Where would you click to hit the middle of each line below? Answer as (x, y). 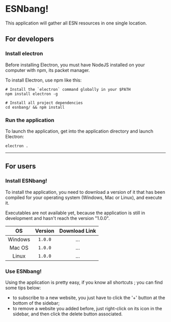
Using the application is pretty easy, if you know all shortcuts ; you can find (84, 282)
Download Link (78, 231)
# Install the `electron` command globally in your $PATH (68, 89)
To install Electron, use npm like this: (44, 80)
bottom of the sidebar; (36, 303)
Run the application (30, 120)
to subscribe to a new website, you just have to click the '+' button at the (89, 298)
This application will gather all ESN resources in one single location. (76, 23)
